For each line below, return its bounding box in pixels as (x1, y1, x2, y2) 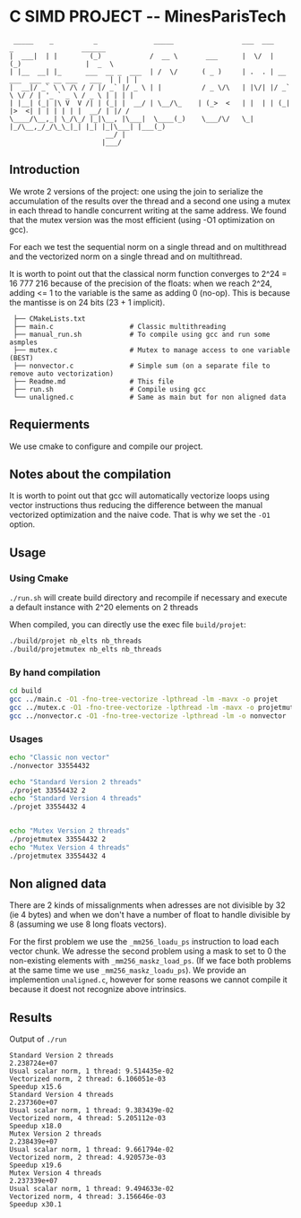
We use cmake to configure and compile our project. (9, 441, 203, 452)
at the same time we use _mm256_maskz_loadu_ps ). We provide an (9, 965, 246, 976)
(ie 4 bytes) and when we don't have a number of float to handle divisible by (9, 910, 291, 920)
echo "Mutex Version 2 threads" (9, 826, 130, 835)
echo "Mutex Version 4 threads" (9, 842, 130, 852)
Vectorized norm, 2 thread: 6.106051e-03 (9, 1075, 167, 1084)
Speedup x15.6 (9, 1083, 63, 1092)
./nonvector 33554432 (9, 761, 90, 770)
